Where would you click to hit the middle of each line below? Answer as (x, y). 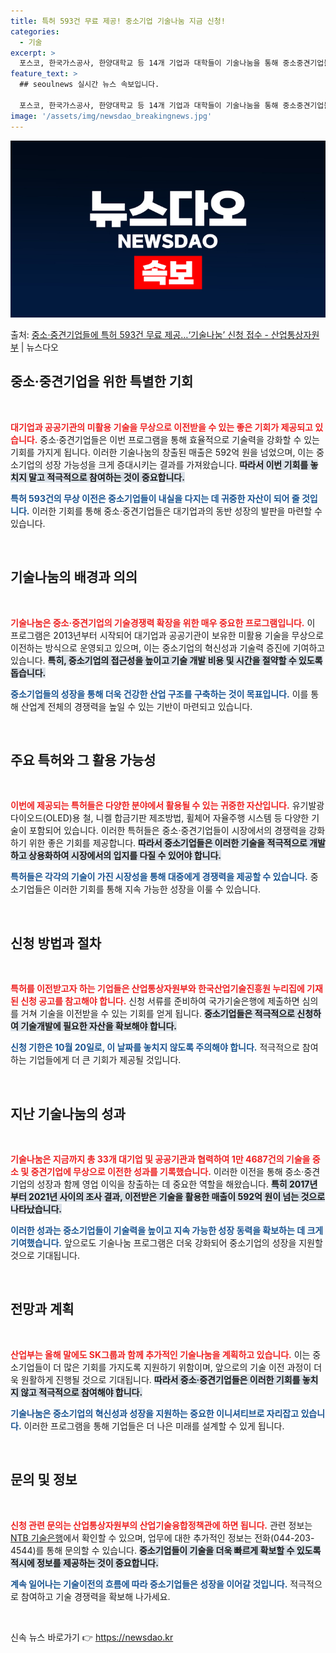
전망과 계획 (42, 1309)
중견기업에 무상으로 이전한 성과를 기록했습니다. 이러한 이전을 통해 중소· (167, 1172)
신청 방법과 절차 (56, 943)
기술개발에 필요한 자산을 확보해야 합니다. (98, 1026)
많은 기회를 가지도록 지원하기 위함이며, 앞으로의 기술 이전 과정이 (187, 1367)
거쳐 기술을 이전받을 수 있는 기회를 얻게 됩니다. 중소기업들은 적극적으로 (157, 1014)
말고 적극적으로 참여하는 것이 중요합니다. (106, 477)
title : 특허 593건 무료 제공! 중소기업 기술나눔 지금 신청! (118, 21)
